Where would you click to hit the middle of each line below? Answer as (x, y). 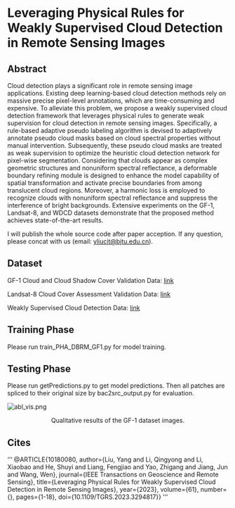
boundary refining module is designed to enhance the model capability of (113, 175)
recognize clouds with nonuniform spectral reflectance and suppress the (113, 198)
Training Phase (41, 330)
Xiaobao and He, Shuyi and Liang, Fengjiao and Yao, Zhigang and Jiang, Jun (117, 467)
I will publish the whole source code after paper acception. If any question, (115, 234)
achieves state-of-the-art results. (55, 220)
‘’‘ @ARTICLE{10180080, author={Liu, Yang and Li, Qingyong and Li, (105, 459)
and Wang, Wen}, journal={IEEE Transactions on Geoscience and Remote (113, 475)
